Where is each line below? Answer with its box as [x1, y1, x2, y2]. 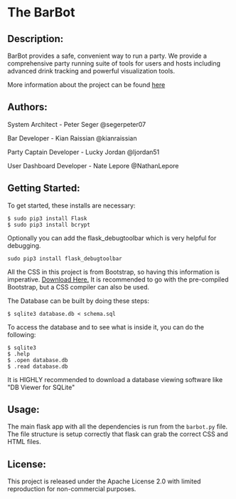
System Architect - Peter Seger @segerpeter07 [7, 120, 146, 128]
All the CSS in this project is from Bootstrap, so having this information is [7, 267, 220, 276]
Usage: [7, 403, 41, 416]
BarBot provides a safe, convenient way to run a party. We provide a [7, 51, 208, 60]
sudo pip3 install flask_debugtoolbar [7, 254, 122, 262]
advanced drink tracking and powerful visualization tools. [7, 67, 176, 75]
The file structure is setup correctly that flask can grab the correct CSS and [7, 430, 229, 438]
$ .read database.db [7, 363, 69, 370]
